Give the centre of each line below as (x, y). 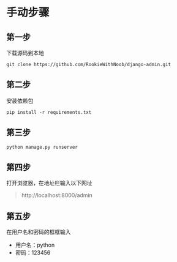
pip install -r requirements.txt (49, 112)
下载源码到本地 (25, 53)
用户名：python (35, 245)
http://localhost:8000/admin (57, 195)
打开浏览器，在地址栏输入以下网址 (49, 183)
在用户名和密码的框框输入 (39, 232)
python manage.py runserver (42, 147)
